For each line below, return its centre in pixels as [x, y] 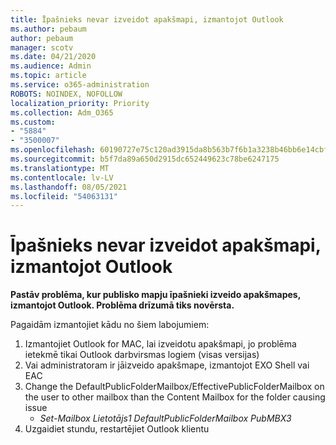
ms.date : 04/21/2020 [53, 57]
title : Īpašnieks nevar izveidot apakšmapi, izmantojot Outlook [147, 19]
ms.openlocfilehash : [53, 150]
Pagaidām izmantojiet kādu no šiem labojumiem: [110, 325]
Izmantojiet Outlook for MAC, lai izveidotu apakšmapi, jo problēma [160, 344]
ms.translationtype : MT [60, 168]
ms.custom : [33, 122]
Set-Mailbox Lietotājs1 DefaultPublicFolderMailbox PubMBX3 [165, 418]
